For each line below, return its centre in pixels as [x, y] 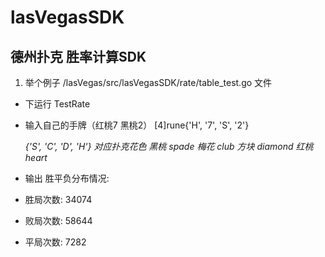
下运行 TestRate [57, 104]
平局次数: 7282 [55, 242]
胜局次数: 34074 [58, 199]
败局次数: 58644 [58, 220]
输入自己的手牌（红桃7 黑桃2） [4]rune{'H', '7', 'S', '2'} [137, 125]
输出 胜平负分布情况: [67, 178]
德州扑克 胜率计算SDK [78, 56]
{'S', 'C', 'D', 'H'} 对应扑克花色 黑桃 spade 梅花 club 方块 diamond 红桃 [169, 146]
